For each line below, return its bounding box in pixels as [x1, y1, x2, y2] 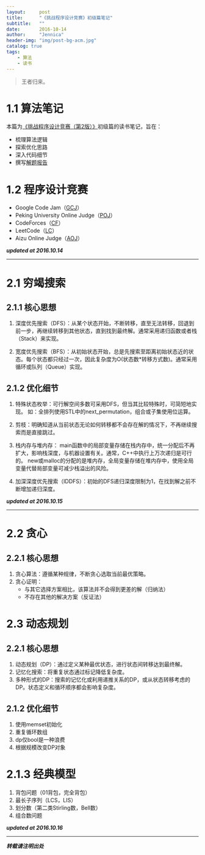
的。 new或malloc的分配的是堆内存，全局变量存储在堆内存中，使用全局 [15, 457, 194, 464]
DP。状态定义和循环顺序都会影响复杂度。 [15, 684, 119, 691]
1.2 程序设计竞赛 [6, 183, 88, 197]
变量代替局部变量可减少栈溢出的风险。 [15, 465, 112, 472]
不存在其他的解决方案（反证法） [24, 593, 105, 601]
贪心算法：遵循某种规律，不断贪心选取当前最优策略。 [15, 570, 149, 578]
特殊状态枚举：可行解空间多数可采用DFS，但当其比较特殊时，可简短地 [15, 401, 192, 408]
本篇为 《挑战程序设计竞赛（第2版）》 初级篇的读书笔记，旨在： [6, 123, 162, 130]
